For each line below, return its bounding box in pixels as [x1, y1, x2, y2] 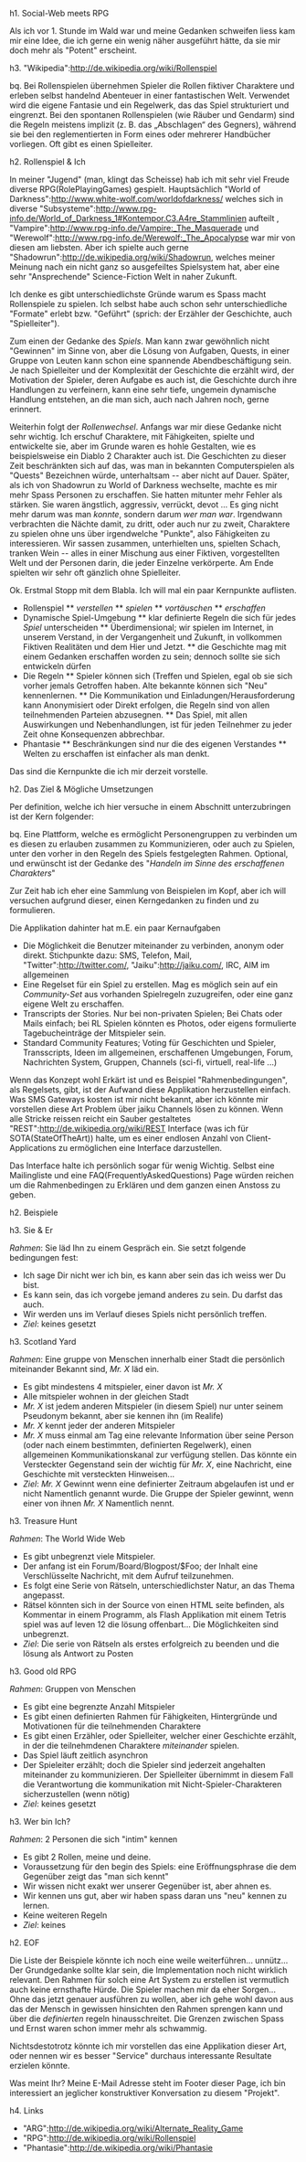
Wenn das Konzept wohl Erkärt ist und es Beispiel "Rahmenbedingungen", [9, 1074, 288, 1085]
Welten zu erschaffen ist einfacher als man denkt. [22, 749, 210, 759]
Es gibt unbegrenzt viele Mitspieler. [22, 1551, 156, 1561]
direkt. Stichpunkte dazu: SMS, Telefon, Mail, [22, 950, 193, 961]
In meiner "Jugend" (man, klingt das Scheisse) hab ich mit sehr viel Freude [9, 174, 290, 185]
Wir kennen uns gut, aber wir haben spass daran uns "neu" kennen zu [22, 1890, 288, 1901]
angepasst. [22, 1590, 66, 1601]
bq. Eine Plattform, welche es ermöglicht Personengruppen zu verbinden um [9, 829, 298, 839]
